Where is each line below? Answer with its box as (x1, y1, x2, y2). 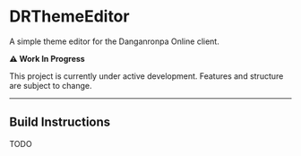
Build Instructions (9, 115, 111, 130)
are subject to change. (9, 80, 92, 91)
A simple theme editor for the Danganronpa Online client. (9, 36, 219, 47)
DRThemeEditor (9, 6, 130, 27)
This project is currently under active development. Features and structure (9, 70, 284, 82)
